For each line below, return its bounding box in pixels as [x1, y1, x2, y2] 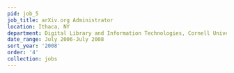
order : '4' [7, 49, 39, 56]
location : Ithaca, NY [7, 23, 70, 30]
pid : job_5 [7, 10, 39, 17]
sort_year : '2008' [7, 42, 61, 49]
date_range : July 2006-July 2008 [7, 36, 104, 43]
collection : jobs [7, 56, 58, 63]
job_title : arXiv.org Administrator [7, 17, 114, 24]
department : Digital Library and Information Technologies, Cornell [7, 29, 210, 37]
